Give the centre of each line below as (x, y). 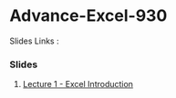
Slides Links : (34, 41)
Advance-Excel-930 (88, 16)
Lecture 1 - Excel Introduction (78, 84)
